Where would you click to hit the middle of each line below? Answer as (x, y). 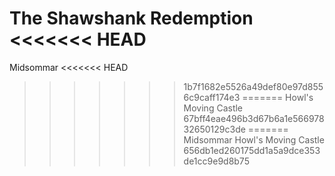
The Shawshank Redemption (131, 18)
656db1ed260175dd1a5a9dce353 (252, 150)
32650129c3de (214, 129)
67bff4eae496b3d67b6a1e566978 (254, 118)
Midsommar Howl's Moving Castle (254, 139)
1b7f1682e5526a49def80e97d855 (253, 86)
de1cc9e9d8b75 (216, 161)
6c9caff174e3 (212, 97)
